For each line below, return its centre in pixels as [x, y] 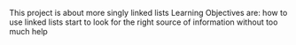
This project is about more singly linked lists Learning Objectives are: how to [148, 13]
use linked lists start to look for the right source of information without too [144, 22]
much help [29, 31]
